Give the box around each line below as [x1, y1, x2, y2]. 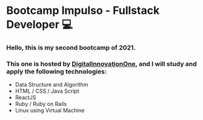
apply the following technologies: [6, 67, 107, 76]
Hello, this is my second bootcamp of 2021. [6, 44, 136, 52]
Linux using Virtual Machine [15, 107, 85, 114]
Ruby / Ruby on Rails [15, 101, 67, 108]
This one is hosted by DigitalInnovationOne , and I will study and [6, 60, 197, 68]
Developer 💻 [6, 18, 73, 32]
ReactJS [15, 94, 36, 101]
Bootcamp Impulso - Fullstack [6, 4, 160, 18]
